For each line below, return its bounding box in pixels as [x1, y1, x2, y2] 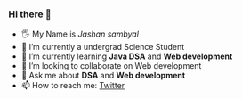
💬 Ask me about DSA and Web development [20, 70, 186, 81]
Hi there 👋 [8, 8, 52, 21]
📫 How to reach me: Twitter [20, 80, 125, 91]
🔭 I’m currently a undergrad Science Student [20, 42, 184, 53]
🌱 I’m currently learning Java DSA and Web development [20, 51, 233, 62]
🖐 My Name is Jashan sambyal [20, 29, 140, 39]
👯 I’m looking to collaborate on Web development [20, 61, 202, 71]
